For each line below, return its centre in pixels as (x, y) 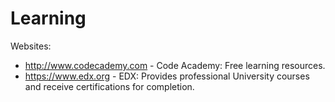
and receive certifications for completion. (109, 86)
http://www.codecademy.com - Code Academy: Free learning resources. (175, 65)
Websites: (31, 46)
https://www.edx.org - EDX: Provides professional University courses (167, 76)
